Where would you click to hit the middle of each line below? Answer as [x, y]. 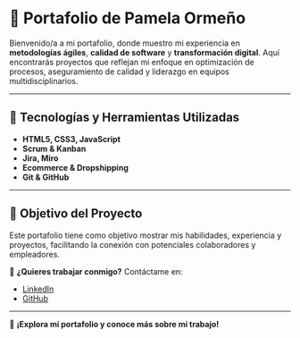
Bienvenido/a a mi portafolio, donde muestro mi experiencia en [125, 43]
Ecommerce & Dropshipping [75, 167]
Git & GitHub [46, 177]
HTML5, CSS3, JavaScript [71, 139]
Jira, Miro [40, 158]
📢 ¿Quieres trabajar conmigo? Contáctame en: [96, 271]
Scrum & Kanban [54, 148]
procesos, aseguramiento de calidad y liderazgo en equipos [120, 72]
